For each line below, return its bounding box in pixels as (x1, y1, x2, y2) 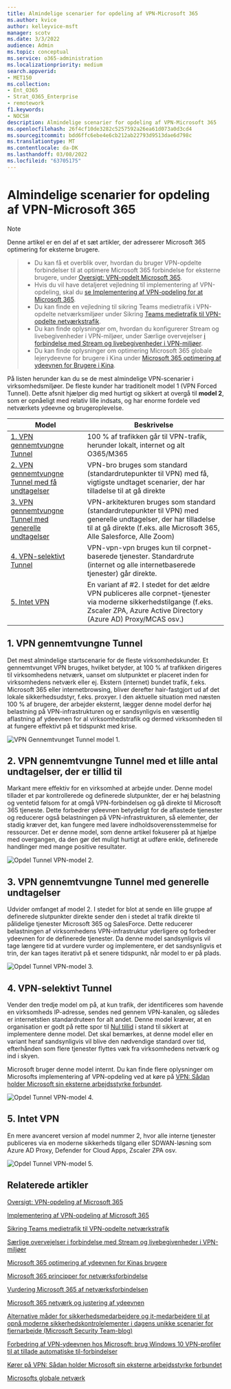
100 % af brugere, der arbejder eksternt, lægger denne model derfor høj (7, 700, 212, 708)
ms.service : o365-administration (7, 55, 103, 62)
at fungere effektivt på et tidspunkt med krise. (7, 721, 137, 730)
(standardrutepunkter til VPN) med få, (87, 469, 209, 478)
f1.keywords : (7, 106, 45, 113)
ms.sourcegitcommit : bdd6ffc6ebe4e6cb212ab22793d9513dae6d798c (7, 132, 192, 138)
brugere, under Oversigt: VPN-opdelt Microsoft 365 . (34, 273, 182, 281)
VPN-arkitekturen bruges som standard (87, 497, 216, 506)
